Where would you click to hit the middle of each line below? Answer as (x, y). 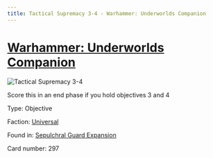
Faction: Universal (33, 121)
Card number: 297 (33, 148)
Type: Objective (30, 108)
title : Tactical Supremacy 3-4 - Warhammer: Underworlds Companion (107, 13)
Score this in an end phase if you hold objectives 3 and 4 (88, 95)
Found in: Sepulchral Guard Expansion (62, 135)
